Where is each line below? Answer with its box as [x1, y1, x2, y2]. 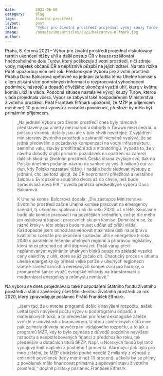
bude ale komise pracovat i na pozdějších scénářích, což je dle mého [17, 212, 156, 218]
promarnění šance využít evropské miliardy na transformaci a [17, 269, 140, 275]
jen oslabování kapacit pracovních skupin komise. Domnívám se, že [17, 217, 153, 222]
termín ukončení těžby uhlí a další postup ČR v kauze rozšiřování [5, 53, 135, 59]
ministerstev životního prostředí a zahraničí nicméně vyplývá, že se [17, 135, 152, 140]
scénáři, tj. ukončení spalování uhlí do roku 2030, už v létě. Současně [17, 206, 157, 212]
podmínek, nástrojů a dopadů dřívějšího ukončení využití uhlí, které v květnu [5, 84, 158, 90]
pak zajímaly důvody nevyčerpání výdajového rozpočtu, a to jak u [17, 324, 148, 330]
